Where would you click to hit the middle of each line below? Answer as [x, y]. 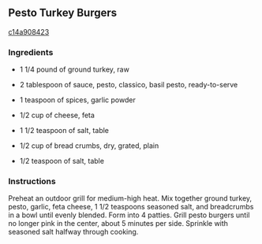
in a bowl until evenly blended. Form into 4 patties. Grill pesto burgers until [129, 215]
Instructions [32, 182]
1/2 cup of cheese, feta [57, 115]
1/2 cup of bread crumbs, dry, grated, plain [89, 146]
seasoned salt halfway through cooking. [73, 232]
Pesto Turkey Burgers [63, 13]
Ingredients [31, 52]
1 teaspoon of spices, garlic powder [77, 100]
